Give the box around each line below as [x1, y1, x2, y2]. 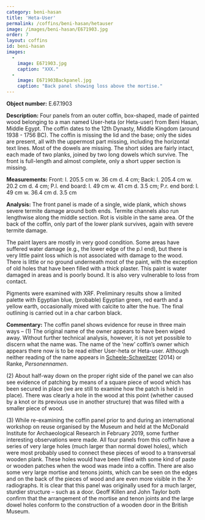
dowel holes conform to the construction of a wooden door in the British [6, 501, 188, 508]
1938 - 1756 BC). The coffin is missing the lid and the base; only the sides [6, 131, 192, 139]
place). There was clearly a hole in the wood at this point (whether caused [6, 392, 194, 399]
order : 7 [6, 32, 29, 38]
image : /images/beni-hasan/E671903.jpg [6, 26, 108, 32]
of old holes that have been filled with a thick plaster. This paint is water [6, 265, 187, 272]
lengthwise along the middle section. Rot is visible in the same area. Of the [6, 214, 195, 221]
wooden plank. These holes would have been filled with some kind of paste [6, 456, 196, 463]
